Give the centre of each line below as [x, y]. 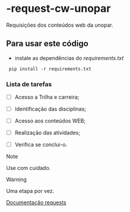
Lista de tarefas [29, 84]
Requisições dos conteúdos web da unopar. [60, 25]
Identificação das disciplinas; [50, 109]
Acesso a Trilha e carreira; [47, 97]
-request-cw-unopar [58, 9]
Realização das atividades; [47, 133]
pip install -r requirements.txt [50, 69]
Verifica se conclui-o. [41, 145]
